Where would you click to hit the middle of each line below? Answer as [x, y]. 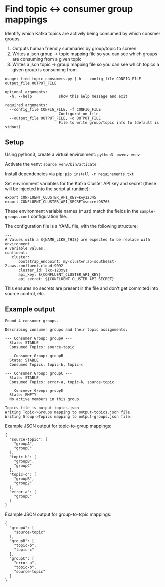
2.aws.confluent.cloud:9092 [34, 266]
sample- [147, 211]
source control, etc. [25, 293]
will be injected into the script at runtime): [48, 189]
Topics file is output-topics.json [42, 408]
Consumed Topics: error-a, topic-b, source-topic [62, 382]
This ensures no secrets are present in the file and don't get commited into [82, 288]
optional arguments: [27, 92]
